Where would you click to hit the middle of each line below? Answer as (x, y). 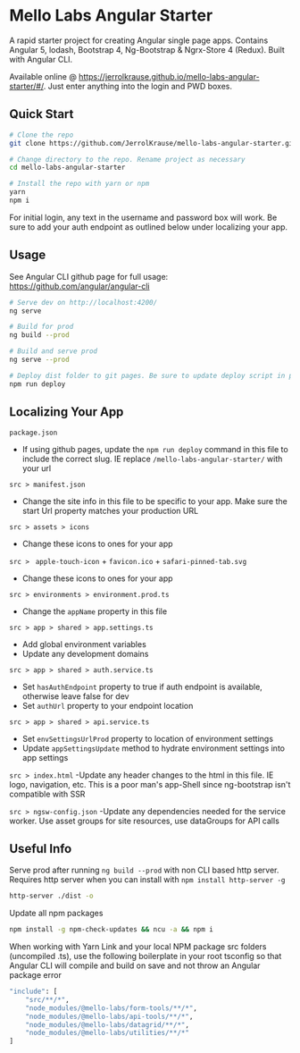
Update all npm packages (56, 914)
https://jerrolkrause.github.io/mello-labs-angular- (170, 76)
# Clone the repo (42, 135)
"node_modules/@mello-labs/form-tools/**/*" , (112, 1008)
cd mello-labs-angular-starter (67, 168)
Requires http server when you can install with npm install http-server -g (147, 880)
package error (36, 975)
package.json (33, 433)
